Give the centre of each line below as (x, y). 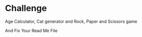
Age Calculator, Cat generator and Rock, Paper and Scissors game (71, 21)
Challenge (26, 8)
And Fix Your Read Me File (31, 30)
